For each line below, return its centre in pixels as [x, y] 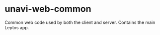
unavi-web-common [48, 9]
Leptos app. [17, 27]
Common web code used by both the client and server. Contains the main [80, 22]
